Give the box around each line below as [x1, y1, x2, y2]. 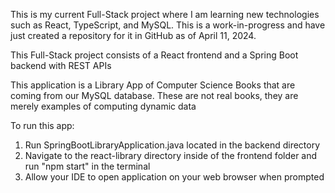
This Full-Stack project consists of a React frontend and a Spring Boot [10, 49, 299, 61]
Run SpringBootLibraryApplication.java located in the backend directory [24, 139, 321, 151]
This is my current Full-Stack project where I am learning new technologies [10, 9, 320, 20]
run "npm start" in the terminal [24, 160, 151, 172]
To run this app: [10, 120, 75, 131]
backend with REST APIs [10, 60, 112, 71]
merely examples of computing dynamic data [10, 100, 197, 112]
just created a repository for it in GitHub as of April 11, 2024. [10, 30, 257, 41]
